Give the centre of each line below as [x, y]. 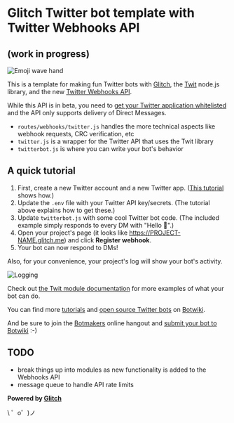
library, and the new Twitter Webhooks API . [70, 92]
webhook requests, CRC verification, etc [76, 134]
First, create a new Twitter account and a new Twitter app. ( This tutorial [121, 188]
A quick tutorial [41, 171]
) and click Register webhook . [108, 240]
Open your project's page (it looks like [73, 233]
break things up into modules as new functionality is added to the [112, 370]
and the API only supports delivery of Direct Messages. [87, 113]
